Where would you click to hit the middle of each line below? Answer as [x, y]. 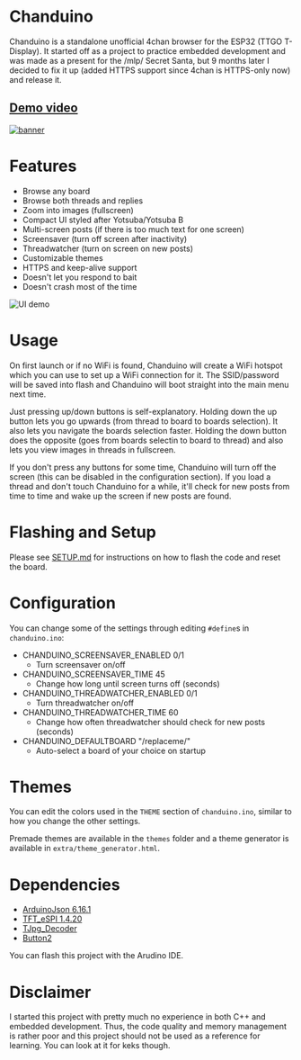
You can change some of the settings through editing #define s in [129, 628]
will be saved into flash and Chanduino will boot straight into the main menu [149, 384]
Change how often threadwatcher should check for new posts [150, 722]
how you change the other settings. [75, 822]
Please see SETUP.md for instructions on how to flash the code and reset [145, 557]
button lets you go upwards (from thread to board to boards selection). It [144, 421]
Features [43, 166]
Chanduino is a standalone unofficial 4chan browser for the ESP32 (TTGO [146, 41]
